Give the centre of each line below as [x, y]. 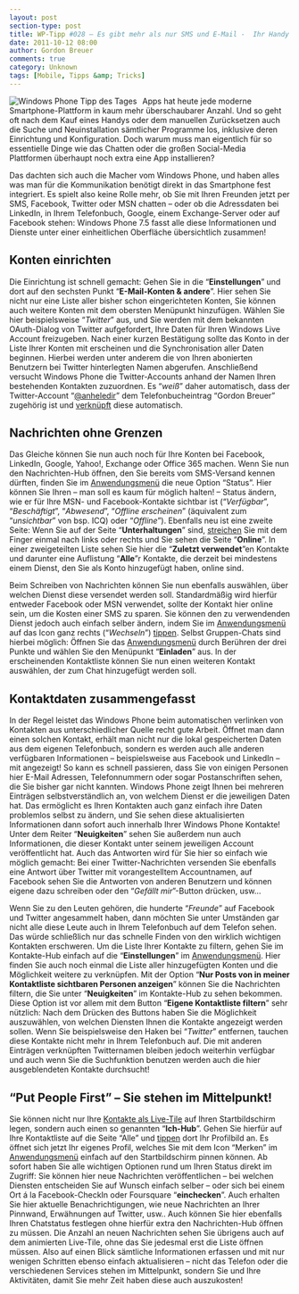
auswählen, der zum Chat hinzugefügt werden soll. [103, 671]
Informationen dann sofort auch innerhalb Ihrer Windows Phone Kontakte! [145, 825]
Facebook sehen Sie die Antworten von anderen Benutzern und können [141, 882]
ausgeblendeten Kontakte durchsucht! [79, 1070]
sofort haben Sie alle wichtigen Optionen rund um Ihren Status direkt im [141, 1166]
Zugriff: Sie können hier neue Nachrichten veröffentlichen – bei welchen [141, 1176]
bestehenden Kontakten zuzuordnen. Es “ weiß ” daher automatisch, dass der [149, 386]
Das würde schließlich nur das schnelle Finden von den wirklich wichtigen [145, 937]
